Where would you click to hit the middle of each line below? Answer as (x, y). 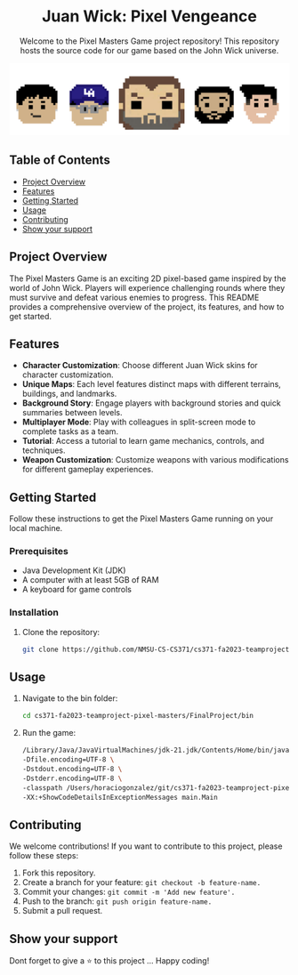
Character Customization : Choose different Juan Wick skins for (140, 366)
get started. (30, 316)
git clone (40, 649)
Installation (34, 613)
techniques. (44, 450)
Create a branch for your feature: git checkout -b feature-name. (141, 882)
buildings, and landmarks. (69, 394)
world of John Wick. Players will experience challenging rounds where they (147, 287)
